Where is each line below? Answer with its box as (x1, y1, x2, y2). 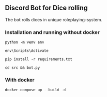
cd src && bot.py (5, 65, 40, 70)
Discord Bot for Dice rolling (5, 4, 88, 12)
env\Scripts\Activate (5, 48, 49, 53)
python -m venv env (5, 40, 45, 45)
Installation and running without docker (5, 29, 100, 35)
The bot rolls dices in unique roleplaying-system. (5, 16, 103, 22)
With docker (5, 77, 35, 83)
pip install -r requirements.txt (5, 57, 73, 62)
